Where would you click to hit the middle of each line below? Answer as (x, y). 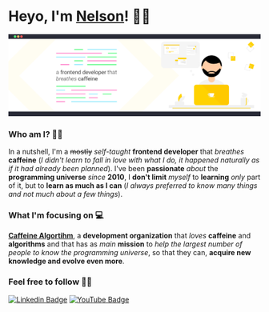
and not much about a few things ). (65, 194)
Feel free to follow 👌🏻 (50, 282)
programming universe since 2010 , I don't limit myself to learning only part (134, 177)
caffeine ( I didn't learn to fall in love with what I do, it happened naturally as (134, 160)
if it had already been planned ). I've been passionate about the (113, 169)
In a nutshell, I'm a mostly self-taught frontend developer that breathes (126, 152)
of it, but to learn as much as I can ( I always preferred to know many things (133, 186)
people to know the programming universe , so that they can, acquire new (130, 253)
